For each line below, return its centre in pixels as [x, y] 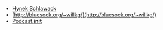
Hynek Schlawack [34, 9]
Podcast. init [27, 21]
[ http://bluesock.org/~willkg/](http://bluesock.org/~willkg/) [84, 15]
